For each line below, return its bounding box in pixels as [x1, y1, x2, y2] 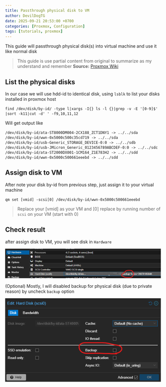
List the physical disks [5, 77, 76, 86]
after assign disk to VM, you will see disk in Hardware [5, 239, 112, 245]
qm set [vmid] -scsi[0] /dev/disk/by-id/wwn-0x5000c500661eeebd [5, 197, 140, 202]
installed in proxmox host [5, 96, 56, 102]
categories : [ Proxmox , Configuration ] [5, 24, 85, 29]
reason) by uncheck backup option [5, 288, 75, 295]
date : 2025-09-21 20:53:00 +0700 [5, 18, 74, 23]
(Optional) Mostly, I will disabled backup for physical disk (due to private [5, 283, 152, 289]
